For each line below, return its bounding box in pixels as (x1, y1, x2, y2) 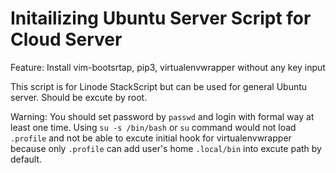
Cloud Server (10, 28, 123, 51)
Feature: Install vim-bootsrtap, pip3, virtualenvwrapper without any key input (10, 61, 326, 73)
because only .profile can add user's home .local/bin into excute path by (10, 142, 322, 154)
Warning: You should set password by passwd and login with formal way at (10, 110, 315, 122)
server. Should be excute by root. (10, 91, 148, 103)
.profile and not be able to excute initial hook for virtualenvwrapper (10, 132, 292, 144)
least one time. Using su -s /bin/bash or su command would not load (10, 121, 297, 133)
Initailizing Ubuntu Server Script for (10, 7, 312, 30)
